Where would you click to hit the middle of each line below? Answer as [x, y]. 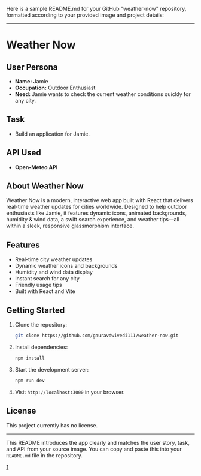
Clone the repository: [41, 325]
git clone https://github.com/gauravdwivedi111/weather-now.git [97, 336]
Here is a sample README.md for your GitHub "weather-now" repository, [96, 9]
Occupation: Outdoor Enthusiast [55, 88]
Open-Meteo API [36, 167]
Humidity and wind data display [54, 272]
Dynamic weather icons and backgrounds [66, 266]
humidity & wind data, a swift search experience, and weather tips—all [93, 220]
